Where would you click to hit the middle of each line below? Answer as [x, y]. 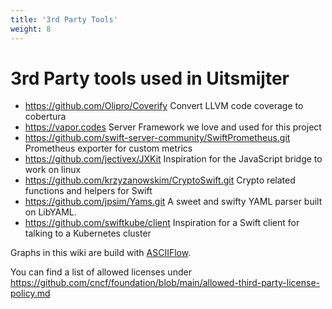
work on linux [53, 170]
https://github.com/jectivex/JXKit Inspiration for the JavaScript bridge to [173, 159]
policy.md [30, 293]
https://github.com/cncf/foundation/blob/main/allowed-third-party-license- [165, 283]
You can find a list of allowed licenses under [101, 272]
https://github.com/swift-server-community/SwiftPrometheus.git [157, 138]
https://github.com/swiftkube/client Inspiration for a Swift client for [162, 223]
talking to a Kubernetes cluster [88, 233]
